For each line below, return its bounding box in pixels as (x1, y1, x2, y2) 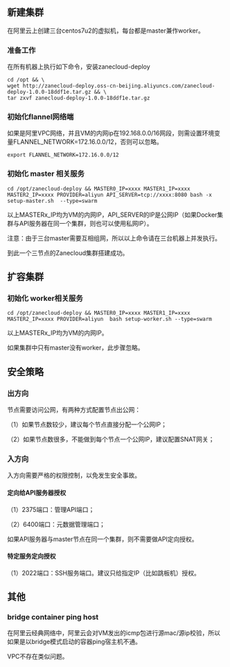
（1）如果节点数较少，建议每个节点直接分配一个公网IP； (7, 420, 168, 429)
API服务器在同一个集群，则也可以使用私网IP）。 (19, 219, 154, 227)
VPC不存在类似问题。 (7, 652, 69, 661)
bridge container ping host (7, 612, 99, 622)
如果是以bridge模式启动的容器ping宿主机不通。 (7, 638, 142, 646)
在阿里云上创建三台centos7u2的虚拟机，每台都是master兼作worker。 (7, 26, 204, 35)
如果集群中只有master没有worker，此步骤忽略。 (7, 343, 144, 352)
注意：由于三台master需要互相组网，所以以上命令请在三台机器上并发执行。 (7, 233, 222, 242)
